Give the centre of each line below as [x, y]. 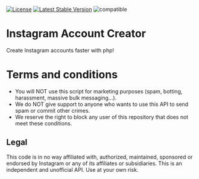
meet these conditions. [43, 123]
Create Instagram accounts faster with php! [60, 50]
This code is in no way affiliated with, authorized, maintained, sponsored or [99, 157]
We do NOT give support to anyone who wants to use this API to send [102, 104]
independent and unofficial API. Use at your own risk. [72, 169]
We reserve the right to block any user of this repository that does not [102, 117]
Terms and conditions [62, 75]
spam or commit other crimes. [52, 110]
